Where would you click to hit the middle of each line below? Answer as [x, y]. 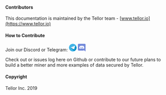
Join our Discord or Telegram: [36, 50]
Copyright [16, 77]
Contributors [19, 7]
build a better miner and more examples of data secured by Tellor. [74, 65]
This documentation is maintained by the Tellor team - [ [63, 18]
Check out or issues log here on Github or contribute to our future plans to [83, 60]
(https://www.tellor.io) [28, 24]
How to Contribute [25, 35]
